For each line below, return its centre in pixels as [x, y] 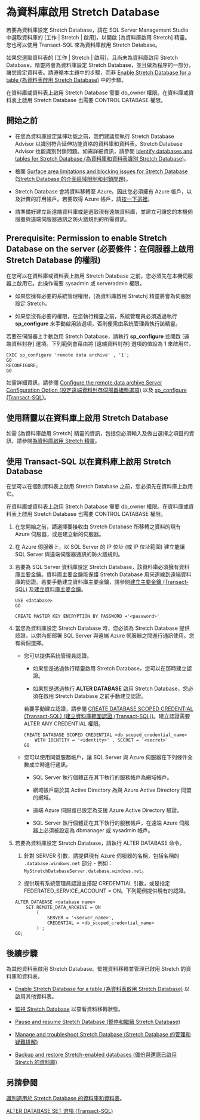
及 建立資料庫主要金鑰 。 [58, 589]
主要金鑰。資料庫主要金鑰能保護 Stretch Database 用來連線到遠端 [100, 574]
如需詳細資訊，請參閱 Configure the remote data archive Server [84, 382]
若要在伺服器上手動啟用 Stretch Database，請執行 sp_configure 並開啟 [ [95, 336]
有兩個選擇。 [30, 643]
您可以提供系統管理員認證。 [58, 656]
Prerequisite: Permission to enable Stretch [87, 239]
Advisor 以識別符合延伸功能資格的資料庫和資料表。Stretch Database [99, 143]
